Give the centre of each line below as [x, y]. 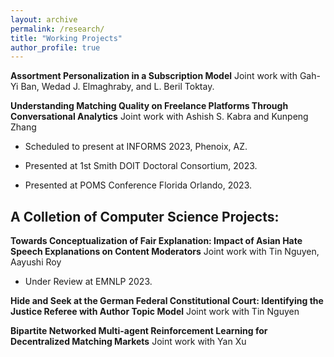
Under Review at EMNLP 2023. [88, 282]
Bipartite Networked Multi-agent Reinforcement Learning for [139, 331]
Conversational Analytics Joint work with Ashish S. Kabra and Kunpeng [159, 117]
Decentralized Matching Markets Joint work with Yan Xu [128, 342]
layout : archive [44, 19]
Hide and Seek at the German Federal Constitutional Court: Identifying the [167, 301]
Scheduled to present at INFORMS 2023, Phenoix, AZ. [136, 147]
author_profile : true [55, 47]
